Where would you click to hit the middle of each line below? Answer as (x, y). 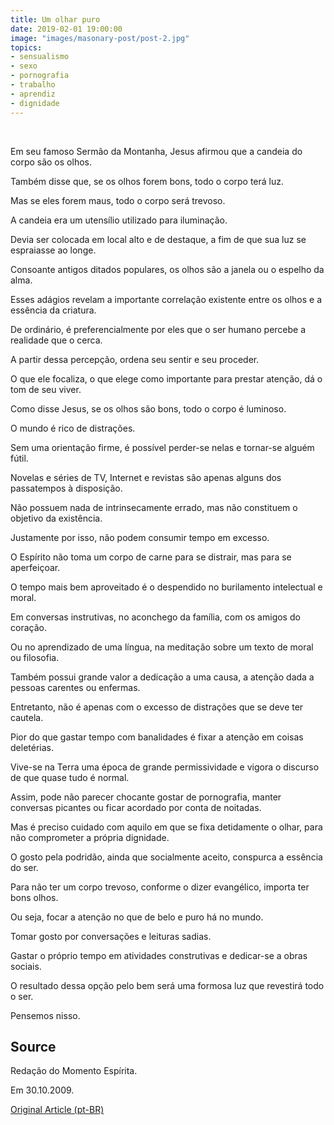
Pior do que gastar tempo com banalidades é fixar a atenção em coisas (157, 737)
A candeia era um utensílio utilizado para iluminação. (119, 220)
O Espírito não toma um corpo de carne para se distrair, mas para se (151, 557)
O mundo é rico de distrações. (73, 428)
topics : (26, 47)
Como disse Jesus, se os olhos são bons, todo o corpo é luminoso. (148, 408)
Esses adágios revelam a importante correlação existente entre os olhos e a (166, 299)
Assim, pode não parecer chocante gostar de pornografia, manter (146, 797)
